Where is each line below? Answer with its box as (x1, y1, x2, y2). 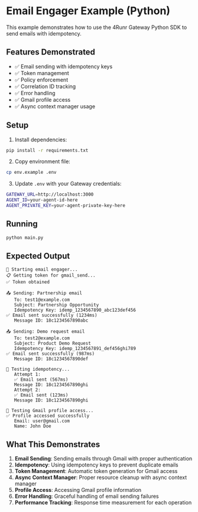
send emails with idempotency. (6, 30, 82, 37)
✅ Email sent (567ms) (14, 377, 69, 383)
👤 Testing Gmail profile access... (6, 408, 94, 414)
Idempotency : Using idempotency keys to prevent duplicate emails (14, 461, 178, 468)
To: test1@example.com (14, 297, 70, 303)
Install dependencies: (14, 136, 67, 143)
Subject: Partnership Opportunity (14, 302, 99, 308)
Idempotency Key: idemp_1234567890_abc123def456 (14, 307, 136, 313)
